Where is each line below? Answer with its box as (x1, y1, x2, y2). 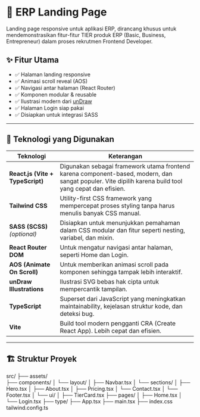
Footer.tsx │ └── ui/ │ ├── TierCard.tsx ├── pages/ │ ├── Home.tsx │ (6, 391, 183, 399)
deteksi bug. (60, 309, 95, 318)
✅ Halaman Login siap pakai (14, 104, 85, 111)
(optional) (9, 229, 37, 238)
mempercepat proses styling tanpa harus (60, 201, 175, 210)
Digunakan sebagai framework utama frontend (60, 162, 190, 170)
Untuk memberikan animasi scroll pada (60, 260, 168, 269)
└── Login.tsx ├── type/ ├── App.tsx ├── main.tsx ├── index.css (6, 398, 173, 405)
